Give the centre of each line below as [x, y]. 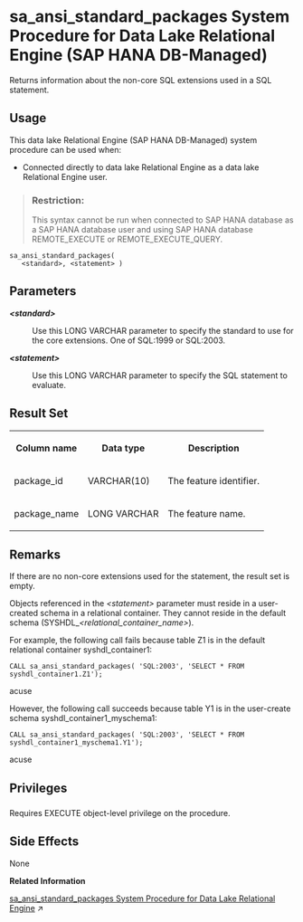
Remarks [35, 555]
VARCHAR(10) [119, 480]
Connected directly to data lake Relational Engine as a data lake [141, 167]
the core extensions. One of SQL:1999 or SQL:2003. [129, 340]
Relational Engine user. [65, 176]
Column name [47, 448]
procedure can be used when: [66, 149]
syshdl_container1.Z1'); [56, 675]
